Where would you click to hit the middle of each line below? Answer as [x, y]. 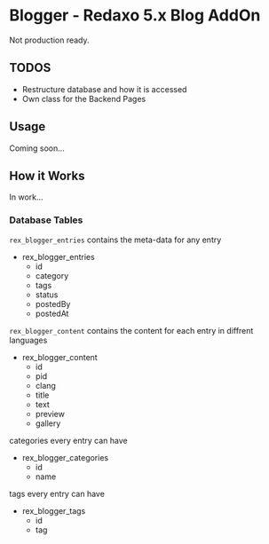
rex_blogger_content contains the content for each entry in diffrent [131, 330]
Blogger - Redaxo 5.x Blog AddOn [135, 16]
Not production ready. [50, 40]
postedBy [53, 304]
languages [28, 340]
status [47, 295]
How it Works [47, 175]
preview [50, 414]
